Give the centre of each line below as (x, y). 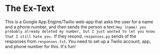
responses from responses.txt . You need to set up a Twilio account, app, (78, 41)
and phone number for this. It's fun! (40, 46)
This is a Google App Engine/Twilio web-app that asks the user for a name (79, 22)
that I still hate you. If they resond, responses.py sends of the (71, 36)
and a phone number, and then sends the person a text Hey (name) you (76, 27)
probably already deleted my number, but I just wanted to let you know (80, 31)
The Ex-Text (30, 8)
